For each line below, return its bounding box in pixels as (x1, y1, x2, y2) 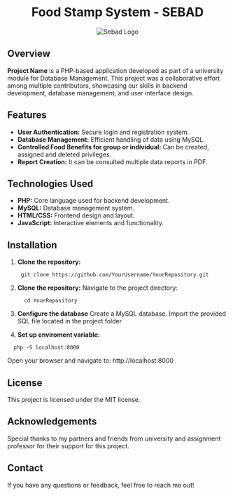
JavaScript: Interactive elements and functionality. (17, 219, 164, 227)
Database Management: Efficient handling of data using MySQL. (17, 135, 205, 144)
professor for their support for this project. (7, 441, 129, 450)
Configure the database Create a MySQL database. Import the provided (17, 309, 226, 318)
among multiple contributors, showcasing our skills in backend (7, 81, 188, 90)
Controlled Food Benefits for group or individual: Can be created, (17, 142, 209, 151)
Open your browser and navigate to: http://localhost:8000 (7, 356, 174, 365)
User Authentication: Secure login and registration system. (17, 128, 190, 136)
